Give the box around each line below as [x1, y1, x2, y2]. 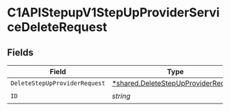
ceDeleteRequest [7, 19, 107, 35]
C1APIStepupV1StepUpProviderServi [7, 5, 220, 21]
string [112, 91, 131, 101]
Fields [7, 47, 34, 58]
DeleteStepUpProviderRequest [10, 79, 105, 87]
